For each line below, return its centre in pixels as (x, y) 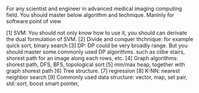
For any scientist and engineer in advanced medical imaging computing (94, 9)
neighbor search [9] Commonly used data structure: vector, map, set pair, (97, 77)
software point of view (34, 21)
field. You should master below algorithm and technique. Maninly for (90, 15)
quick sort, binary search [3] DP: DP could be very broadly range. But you (97, 45)
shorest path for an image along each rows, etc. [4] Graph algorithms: (92, 58)
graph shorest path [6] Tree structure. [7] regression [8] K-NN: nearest (93, 71)
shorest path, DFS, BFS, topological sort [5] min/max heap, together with (96, 64)
